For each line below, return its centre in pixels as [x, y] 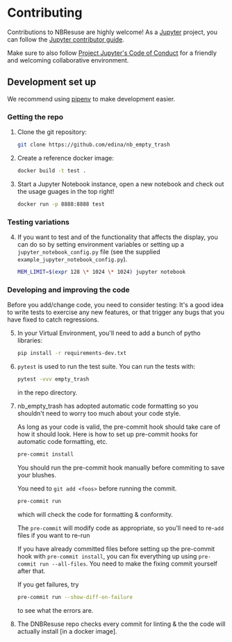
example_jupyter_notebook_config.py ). [72, 259]
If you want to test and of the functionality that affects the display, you [117, 237]
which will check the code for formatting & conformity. [95, 514]
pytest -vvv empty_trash [53, 379]
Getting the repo [35, 117]
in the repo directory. [47, 392]
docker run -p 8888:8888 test [61, 204]
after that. [31, 570]
